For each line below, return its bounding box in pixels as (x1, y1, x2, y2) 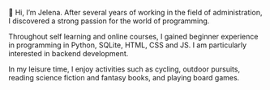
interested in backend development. (8, 49, 129, 58)
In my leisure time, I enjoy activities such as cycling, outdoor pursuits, (8, 64, 241, 74)
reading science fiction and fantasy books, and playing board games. (8, 73, 240, 82)
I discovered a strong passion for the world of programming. (8, 16, 210, 26)
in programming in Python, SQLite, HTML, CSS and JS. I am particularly (8, 40, 247, 50)
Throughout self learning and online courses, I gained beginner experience (8, 32, 259, 41)
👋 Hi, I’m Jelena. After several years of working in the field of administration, (8, 8, 263, 17)
